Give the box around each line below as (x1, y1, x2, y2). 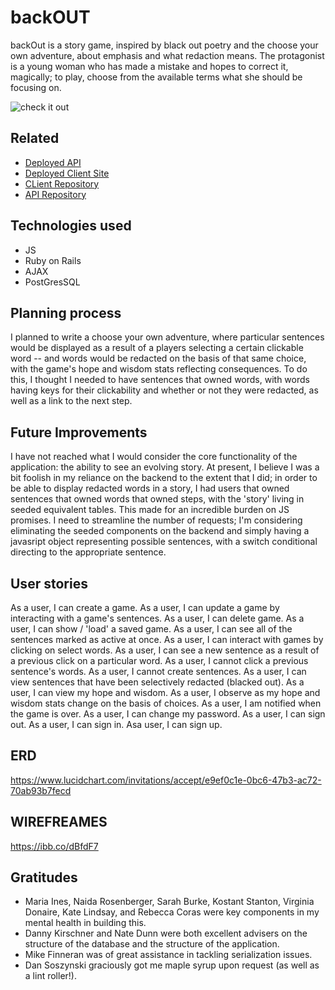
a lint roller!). (24, 970, 77, 982)
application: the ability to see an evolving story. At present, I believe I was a (10, 461, 320, 473)
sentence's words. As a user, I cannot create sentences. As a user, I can (10, 666, 307, 677)
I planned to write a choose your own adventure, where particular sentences (10, 331, 325, 343)
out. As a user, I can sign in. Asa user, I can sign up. (10, 719, 223, 730)
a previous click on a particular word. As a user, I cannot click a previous (10, 655, 309, 666)
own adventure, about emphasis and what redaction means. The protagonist (10, 49, 325, 61)
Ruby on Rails (24, 254, 82, 266)
